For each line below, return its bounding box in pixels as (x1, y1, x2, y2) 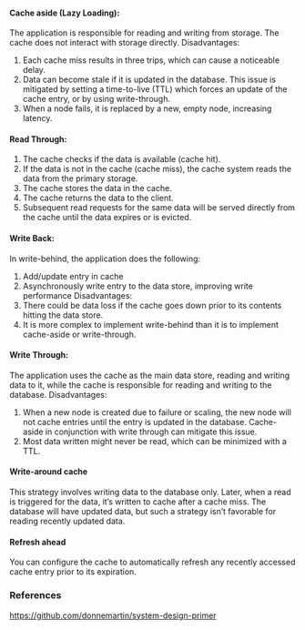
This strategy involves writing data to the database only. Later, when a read (9, 487, 291, 498)
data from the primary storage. (22, 173, 138, 184)
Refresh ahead (9, 536, 66, 547)
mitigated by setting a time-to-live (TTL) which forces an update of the (22, 84, 288, 95)
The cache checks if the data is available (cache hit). (22, 154, 221, 165)
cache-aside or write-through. (22, 329, 137, 340)
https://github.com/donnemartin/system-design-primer (9, 610, 217, 621)
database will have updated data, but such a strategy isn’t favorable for (9, 506, 277, 517)
